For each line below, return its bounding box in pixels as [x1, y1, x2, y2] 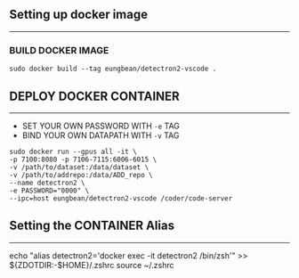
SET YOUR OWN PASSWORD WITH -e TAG [21, 120, 181, 131]
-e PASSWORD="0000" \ [9, 186, 90, 195]
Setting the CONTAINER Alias [9, 218, 175, 233]
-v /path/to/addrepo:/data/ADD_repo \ [9, 170, 153, 179]
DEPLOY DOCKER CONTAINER [9, 88, 180, 103]
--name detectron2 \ [9, 178, 86, 187]
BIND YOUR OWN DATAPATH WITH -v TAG [21, 129, 180, 141]
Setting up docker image [9, 7, 149, 22]
